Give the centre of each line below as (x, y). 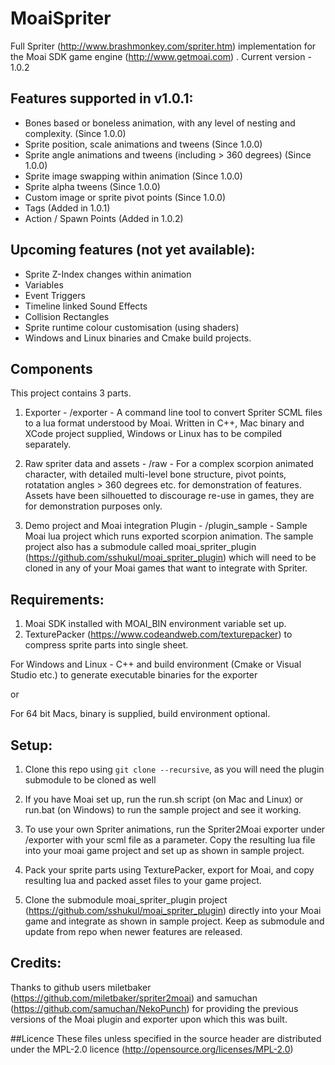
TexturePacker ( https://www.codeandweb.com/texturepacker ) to (158, 634)
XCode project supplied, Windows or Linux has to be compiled (153, 434)
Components (51, 368)
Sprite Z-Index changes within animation (108, 274)
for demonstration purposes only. (93, 506)
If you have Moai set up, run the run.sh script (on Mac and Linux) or (164, 799)
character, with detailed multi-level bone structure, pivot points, (155, 474)
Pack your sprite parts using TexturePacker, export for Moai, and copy (169, 870)
